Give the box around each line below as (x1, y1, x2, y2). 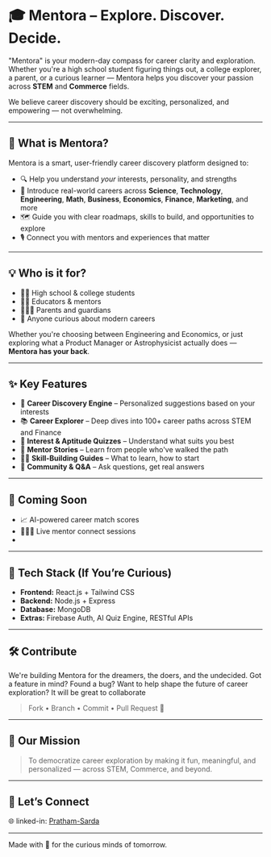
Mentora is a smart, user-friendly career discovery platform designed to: (8, 158, 249, 168)
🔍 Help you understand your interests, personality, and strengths (19, 174, 237, 184)
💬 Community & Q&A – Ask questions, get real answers (19, 462, 205, 472)
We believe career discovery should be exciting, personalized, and (8, 97, 230, 106)
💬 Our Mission (8, 734, 81, 748)
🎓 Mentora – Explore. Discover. (8, 6, 225, 25)
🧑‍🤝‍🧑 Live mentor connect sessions (19, 526, 136, 536)
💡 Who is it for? (8, 267, 87, 281)
